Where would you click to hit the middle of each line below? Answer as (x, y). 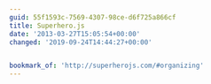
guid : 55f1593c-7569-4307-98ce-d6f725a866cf (93, 17)
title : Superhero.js (47, 26)
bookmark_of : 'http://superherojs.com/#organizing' (106, 66)
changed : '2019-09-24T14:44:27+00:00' (81, 42)
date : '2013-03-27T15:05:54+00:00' (75, 34)
